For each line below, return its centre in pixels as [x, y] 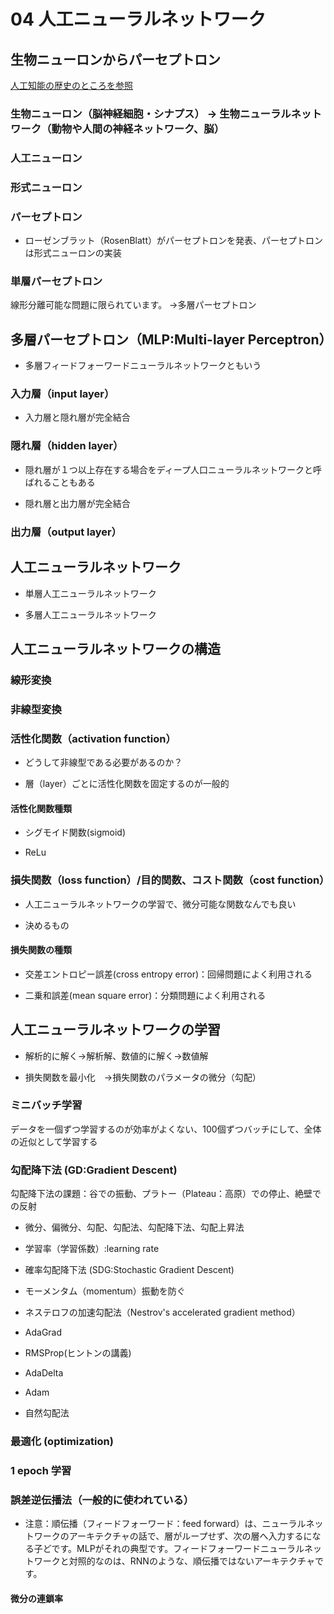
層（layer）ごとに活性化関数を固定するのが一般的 [127, 784]
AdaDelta [44, 1373]
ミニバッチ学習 [46, 1105]
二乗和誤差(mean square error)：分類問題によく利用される [145, 995]
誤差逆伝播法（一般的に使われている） [102, 1500]
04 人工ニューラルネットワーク [138, 19]
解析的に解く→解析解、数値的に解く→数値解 [116, 1056]
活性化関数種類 [41, 808]
